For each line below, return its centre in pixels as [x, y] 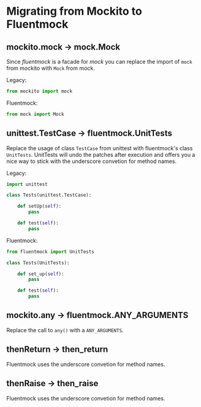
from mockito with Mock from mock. [51, 68]
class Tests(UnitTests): [38, 263]
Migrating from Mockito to [74, 11]
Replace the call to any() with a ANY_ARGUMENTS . [65, 330]
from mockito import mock [39, 91]
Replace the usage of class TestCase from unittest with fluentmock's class [100, 148]
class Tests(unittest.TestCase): [49, 195]
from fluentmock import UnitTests [51, 252]
